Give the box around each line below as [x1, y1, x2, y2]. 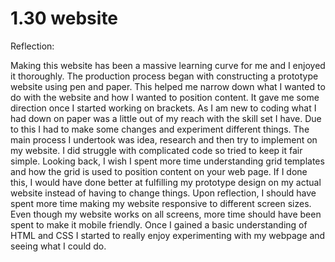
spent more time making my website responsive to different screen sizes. [10, 197, 312, 209]
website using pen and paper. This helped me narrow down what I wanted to [10, 80, 326, 92]
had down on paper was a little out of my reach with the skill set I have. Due [10, 112, 322, 124]
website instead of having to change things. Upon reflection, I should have [10, 187, 317, 199]
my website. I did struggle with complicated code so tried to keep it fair [10, 144, 303, 156]
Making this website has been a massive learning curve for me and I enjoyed [10, 59, 326, 71]
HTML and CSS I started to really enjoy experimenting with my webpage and [10, 229, 326, 241]
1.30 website [10, 7, 119, 30]
